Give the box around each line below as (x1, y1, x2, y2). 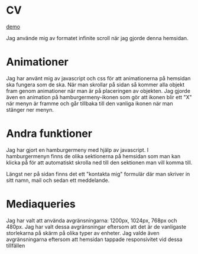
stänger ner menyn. (6, 106, 54, 113)
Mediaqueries (6, 197, 76, 210)
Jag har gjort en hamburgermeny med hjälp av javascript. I (6, 146, 149, 154)
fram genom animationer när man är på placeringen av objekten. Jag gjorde (6, 87, 191, 95)
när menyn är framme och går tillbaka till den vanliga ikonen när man (6, 100, 173, 107)
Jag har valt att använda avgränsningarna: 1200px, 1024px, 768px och (6, 217, 177, 224)
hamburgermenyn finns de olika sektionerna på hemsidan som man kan (6, 152, 181, 159)
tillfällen (6, 242, 25, 249)
